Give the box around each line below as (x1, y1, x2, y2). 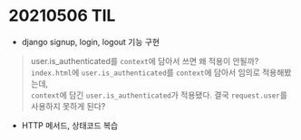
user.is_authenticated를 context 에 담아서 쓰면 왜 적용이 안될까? (30, 55, 259, 66)
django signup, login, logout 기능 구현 (21, 36, 160, 47)
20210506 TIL (8, 5, 116, 26)
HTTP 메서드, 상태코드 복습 (21, 119, 119, 131)
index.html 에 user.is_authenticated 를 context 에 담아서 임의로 (30, 67, 260, 78)
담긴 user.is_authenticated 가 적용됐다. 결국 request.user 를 (68, 89, 287, 100)
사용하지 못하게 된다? (30, 100, 106, 111)
